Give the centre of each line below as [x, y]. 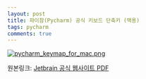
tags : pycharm [28, 27]
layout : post [26, 14]
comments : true [30, 34]
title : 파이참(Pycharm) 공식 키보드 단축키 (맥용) [73, 20]
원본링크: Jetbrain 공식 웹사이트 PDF [58, 68]
